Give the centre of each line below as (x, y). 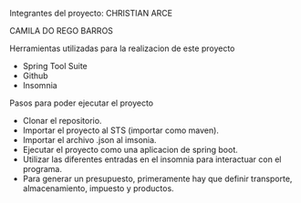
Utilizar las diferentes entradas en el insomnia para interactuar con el (152, 159)
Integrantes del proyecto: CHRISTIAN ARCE (91, 13)
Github (35, 76)
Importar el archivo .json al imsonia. (89, 140)
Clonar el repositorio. (62, 121)
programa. (42, 169)
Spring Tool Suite (55, 66)
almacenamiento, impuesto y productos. (99, 188)
